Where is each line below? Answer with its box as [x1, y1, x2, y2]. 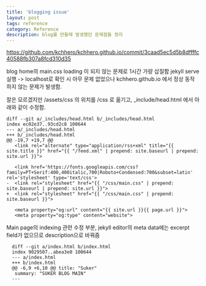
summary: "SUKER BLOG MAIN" [14, 271, 86, 277]
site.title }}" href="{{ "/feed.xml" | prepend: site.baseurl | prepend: [6, 148, 199, 154]
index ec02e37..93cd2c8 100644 [6, 121, 86, 127]
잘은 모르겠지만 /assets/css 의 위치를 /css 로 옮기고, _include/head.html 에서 [6, 96, 193, 103]
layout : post [6, 15, 40, 21]
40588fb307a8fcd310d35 [6, 55, 72, 62]
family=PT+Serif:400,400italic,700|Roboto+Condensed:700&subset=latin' [6, 170, 193, 176]
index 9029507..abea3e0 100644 [12, 249, 92, 255]
